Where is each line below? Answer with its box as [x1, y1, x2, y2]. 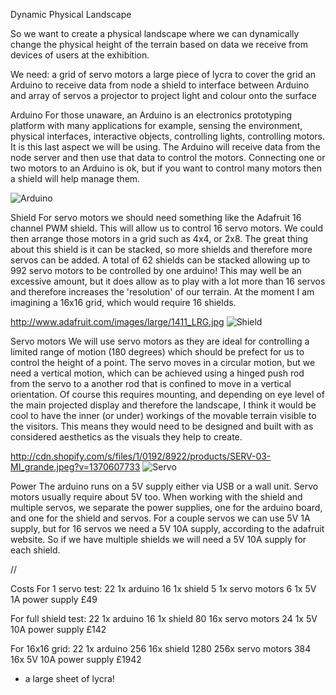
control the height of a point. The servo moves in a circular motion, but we [10, 357, 316, 368]
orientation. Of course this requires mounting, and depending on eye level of [10, 389, 325, 400]
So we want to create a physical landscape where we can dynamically [10, 28, 300, 39]
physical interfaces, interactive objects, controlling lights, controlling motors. [10, 130, 326, 142]
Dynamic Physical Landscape [10, 9, 132, 20]
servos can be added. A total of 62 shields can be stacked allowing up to [10, 254, 311, 266]
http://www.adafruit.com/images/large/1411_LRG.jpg [10, 316, 225, 328]
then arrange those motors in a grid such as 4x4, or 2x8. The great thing [10, 233, 309, 244]
